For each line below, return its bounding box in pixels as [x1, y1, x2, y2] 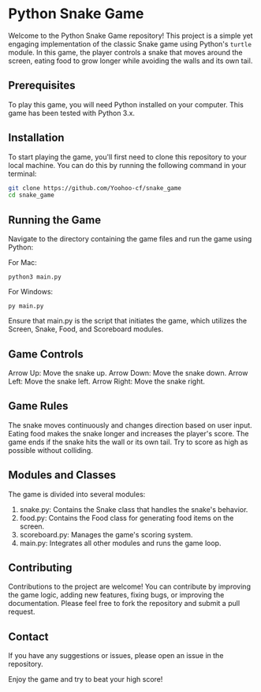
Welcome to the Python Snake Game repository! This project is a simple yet [8, 31, 254, 40]
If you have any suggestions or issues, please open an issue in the [8, 651, 224, 660]
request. [8, 607, 35, 616]
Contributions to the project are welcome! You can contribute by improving [8, 582, 251, 592]
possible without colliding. [8, 445, 93, 454]
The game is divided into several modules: [8, 489, 146, 499]
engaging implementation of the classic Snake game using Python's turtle [8, 39, 252, 48]
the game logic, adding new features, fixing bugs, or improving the [8, 590, 225, 600]
